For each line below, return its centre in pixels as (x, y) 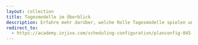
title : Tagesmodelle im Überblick (49, 17)
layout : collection (30, 11)
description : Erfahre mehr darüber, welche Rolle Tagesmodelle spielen (96, 22)
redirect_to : (22, 28)
